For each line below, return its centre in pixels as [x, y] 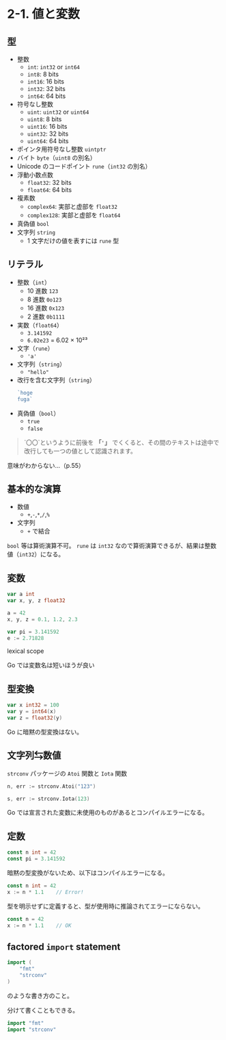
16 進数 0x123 [46, 308]
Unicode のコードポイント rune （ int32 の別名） [84, 166]
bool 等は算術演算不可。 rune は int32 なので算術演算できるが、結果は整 [109, 546]
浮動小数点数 [35, 175]
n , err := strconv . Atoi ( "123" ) [52, 786]
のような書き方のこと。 [40, 995]
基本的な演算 [34, 489]
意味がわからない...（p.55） [46, 465]
